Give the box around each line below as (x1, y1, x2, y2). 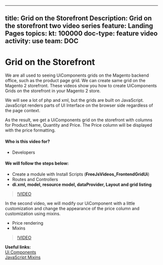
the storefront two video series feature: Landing (5, 22, 153, 30)
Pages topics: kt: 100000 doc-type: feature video (5, 30, 158, 38)
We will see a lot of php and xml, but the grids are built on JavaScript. (5, 98, 144, 103)
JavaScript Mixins (5, 254, 41, 260)
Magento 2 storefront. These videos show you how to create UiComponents (5, 83, 157, 89)
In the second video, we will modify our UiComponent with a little (5, 200, 135, 206)
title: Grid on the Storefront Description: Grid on (5, 14, 152, 22)
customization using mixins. (5, 211, 61, 216)
